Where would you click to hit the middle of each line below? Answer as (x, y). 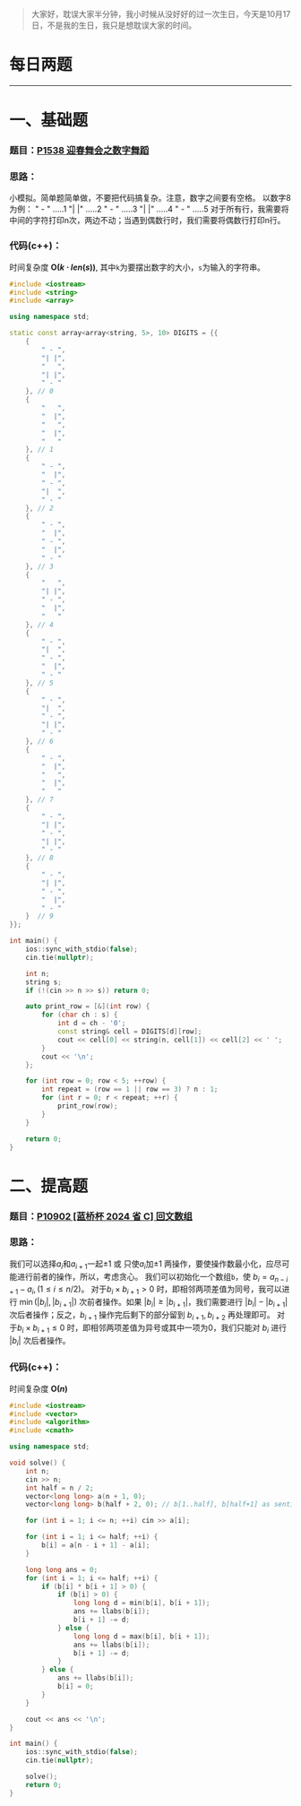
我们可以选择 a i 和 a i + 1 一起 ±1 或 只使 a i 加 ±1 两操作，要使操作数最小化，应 (142, 1265)
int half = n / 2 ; (60, 1488)
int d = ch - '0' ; (91, 1024)
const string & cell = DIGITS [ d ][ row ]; (129, 1032)
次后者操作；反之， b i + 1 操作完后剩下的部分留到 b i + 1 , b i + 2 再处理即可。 (142, 1315)
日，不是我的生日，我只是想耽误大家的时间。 (114, 25)
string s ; (44, 982)
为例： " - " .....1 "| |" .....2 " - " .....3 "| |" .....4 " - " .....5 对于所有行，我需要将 (149, 209)
